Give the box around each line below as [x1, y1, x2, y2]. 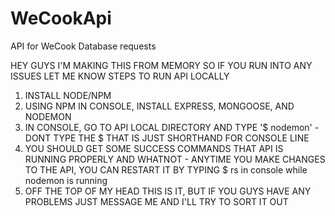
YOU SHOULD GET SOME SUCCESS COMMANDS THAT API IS [24, 142, 284, 154]
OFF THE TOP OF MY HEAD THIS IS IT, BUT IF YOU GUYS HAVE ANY [24, 185, 312, 197]
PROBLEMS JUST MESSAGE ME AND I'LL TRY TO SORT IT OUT [24, 195, 289, 207]
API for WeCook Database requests [10, 40, 157, 52]
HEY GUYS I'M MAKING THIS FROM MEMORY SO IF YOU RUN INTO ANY [10, 59, 313, 71]
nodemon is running [24, 174, 108, 186]
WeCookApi [10, 7, 112, 30]
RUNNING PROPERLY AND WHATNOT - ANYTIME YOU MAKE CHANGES [24, 153, 326, 165]
